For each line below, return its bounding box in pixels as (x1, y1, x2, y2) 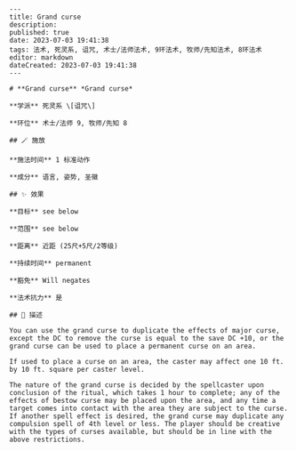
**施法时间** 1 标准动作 (9, 156, 91, 165)
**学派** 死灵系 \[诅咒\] (9, 101, 96, 110)
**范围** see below (9, 224, 79, 233)
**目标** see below (9, 207, 79, 216)
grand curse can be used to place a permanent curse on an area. (9, 342, 256, 350)
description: (9, 20, 58, 29)
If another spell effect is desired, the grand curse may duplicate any (9, 412, 284, 421)
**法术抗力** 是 (9, 294, 63, 302)
